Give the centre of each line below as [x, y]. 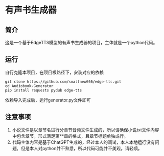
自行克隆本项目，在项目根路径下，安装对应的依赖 [54, 72]
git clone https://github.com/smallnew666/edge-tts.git [63, 82]
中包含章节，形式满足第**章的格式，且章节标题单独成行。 [70, 136]
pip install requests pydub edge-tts [44, 90]
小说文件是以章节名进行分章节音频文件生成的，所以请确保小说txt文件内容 [85, 130]
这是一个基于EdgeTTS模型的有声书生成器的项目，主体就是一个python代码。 [81, 43]
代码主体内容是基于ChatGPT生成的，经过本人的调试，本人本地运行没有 [83, 142]
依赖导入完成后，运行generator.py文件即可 [48, 100]
